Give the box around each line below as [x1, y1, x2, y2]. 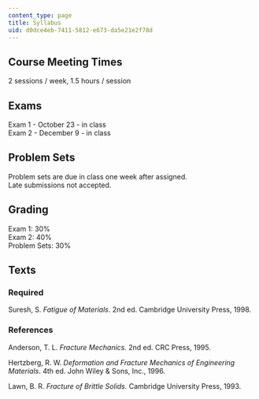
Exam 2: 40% [8, 232, 53, 242]
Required [8, 286, 44, 297]
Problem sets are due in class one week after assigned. [8, 172, 187, 181]
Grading [8, 203, 49, 216]
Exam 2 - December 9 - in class [8, 128, 112, 138]
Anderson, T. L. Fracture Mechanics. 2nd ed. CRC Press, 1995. [8, 342, 211, 352]
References [8, 324, 54, 335]
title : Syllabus [8, 19, 61, 27]
